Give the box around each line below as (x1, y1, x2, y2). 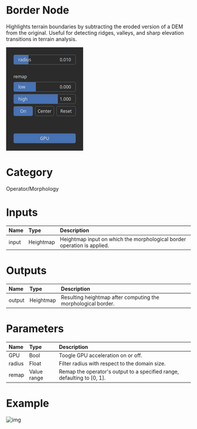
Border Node (6, 4, 69, 17)
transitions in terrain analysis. (6, 35, 77, 42)
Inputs (6, 206, 38, 220)
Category (6, 166, 53, 179)
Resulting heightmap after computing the (60, 294, 159, 301)
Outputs (6, 264, 47, 277)
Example (6, 397, 49, 410)
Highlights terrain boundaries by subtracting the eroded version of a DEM (6, 23, 184, 30)
